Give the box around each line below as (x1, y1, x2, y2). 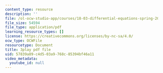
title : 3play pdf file (5, 47, 51, 52)
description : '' (5, 12, 38, 16)
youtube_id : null (9, 61, 45, 65)
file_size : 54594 (5, 20, 40, 25)
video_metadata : (5, 56, 38, 61)
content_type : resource (5, 7, 53, 12)
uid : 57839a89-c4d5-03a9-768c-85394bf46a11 (5, 51, 95, 57)
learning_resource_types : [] (5, 29, 64, 34)
